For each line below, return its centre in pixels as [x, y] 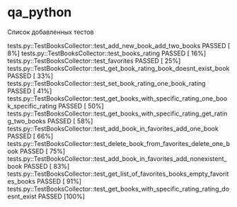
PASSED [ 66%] [30, 136]
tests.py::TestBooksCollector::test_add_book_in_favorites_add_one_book [113, 128]
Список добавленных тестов [51, 32]
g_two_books [27, 121]
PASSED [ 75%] [43, 151]
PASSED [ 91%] [59, 181]
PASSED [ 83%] [47, 166]
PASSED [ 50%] [81, 106]
